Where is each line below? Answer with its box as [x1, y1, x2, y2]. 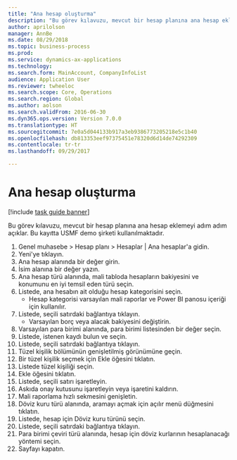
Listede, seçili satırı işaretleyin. [18, 377, 108, 385]
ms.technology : [8, 63, 53, 70]
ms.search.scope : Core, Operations [8, 89, 113, 96]
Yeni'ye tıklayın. [18, 249, 64, 258]
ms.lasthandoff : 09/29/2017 [8, 148, 91, 155]
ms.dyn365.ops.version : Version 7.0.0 [8, 115, 122, 122]
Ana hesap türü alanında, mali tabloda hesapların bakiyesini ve [18, 272, 199, 280]
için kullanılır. [28, 302, 67, 311]
